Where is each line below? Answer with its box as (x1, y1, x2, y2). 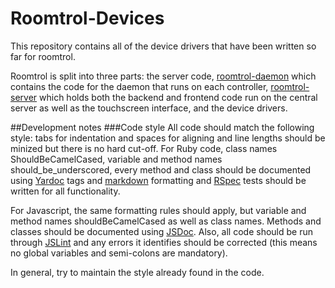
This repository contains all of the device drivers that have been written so (10, 40, 317, 52)
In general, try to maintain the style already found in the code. (10, 266, 265, 278)
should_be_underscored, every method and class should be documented (10, 163, 312, 176)
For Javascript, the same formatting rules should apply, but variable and (10, 204, 307, 216)
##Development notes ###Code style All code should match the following (10, 121, 315, 133)
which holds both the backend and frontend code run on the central (39, 91, 318, 103)
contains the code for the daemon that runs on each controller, (10, 80, 269, 92)
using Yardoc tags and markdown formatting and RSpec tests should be (10, 174, 307, 186)
